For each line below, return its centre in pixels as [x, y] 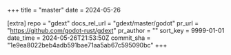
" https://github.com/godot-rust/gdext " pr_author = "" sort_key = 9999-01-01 [116, 31]
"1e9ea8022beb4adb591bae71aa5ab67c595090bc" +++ [87, 45]
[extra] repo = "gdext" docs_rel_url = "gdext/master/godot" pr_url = [103, 23]
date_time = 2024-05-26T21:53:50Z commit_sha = [79, 38]
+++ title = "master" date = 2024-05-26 [64, 10]
